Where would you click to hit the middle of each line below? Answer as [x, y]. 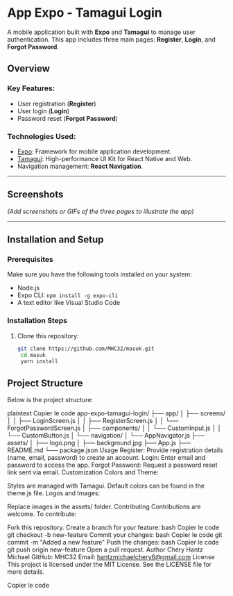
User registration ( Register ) [57, 104]
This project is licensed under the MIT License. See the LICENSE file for [110, 565]
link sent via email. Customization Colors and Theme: [83, 472]
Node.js [28, 288]
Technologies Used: [42, 136]
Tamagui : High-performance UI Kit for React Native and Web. [105, 158]
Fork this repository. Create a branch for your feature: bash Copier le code [113, 528]
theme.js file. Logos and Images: [54, 493]
